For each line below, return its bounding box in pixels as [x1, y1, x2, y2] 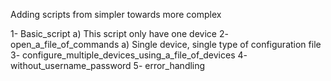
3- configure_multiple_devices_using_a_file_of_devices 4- [10, 49, 248, 61]
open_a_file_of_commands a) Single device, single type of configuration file [10, 39, 322, 50]
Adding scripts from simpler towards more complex [10, 9, 222, 20]
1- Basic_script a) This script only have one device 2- [10, 28, 229, 39]
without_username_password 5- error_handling [10, 60, 206, 71]
